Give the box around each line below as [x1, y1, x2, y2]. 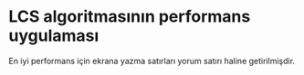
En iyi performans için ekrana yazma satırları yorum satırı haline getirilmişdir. [8, 55, 296, 66]
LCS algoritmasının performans [8, 6, 251, 27]
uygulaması [8, 25, 100, 46]
